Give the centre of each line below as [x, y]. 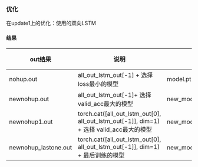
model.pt [179, 79]
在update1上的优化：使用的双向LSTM [51, 23]
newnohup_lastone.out [41, 147]
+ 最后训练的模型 [101, 155]
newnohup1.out [31, 122]
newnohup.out [29, 99]
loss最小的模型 [98, 83]
